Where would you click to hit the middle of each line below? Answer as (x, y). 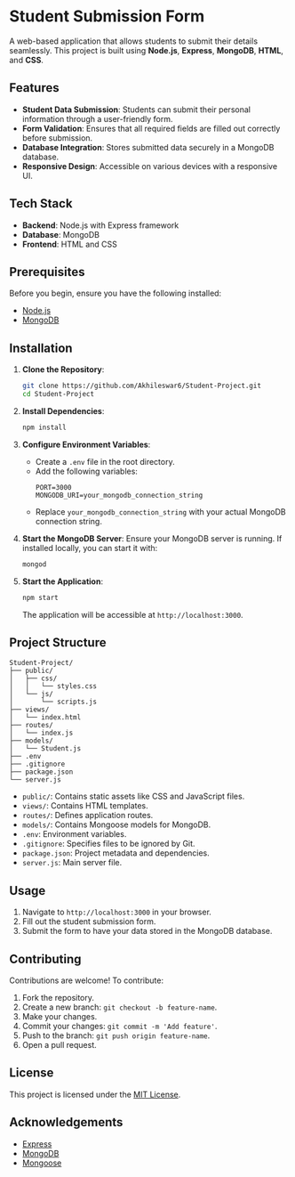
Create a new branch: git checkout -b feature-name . (120, 1007)
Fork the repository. (58, 998)
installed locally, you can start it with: (90, 548)
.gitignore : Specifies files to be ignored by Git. (108, 844)
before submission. (57, 138)
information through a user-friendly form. (97, 118)
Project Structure (58, 642)
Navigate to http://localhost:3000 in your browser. (116, 912)
